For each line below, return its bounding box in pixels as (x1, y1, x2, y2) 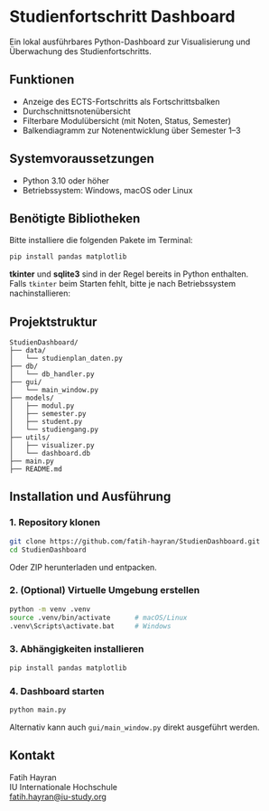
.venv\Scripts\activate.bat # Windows (9, 621, 172, 630)
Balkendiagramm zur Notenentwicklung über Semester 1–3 (22, 125, 241, 136)
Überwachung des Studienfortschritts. (9, 45, 152, 56)
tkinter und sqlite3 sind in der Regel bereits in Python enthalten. (9, 269, 249, 279)
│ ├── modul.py (9, 401, 75, 410)
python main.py (9, 705, 67, 714)
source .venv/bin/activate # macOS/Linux (9, 613, 188, 622)
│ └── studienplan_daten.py (9, 354, 124, 363)
